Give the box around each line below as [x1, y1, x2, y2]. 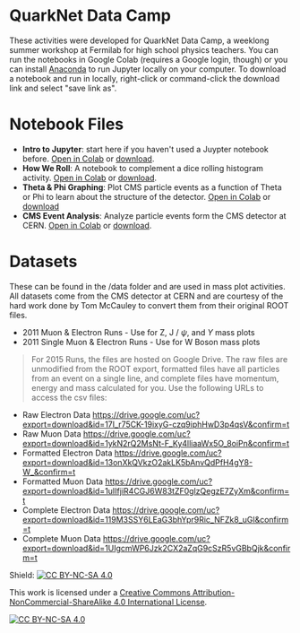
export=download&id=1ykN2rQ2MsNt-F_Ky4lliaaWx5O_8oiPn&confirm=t [21, 438, 289, 448]
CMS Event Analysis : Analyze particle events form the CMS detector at [21, 210, 287, 221]
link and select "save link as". [9, 82, 117, 93]
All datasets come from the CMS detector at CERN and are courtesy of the [9, 290, 284, 301]
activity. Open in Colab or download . [21, 172, 158, 183]
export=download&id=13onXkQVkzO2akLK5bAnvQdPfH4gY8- [21, 456, 253, 467]
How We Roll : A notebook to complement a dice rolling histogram [21, 162, 264, 173]
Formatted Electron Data [21, 447, 113, 458]
